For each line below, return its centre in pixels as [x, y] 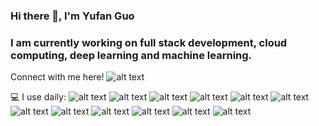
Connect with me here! [57, 77]
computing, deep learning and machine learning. [131, 55]
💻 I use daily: [38, 97]
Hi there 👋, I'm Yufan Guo [72, 16]
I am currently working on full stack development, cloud [149, 42]
